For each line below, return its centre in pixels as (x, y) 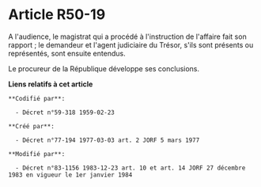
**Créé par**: (32, 126)
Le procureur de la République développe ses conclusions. (104, 68)
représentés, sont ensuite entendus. (67, 53)
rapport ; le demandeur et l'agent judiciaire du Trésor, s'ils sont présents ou (131, 44)
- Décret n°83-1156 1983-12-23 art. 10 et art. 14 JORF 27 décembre (130, 168)
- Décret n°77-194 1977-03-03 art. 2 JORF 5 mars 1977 (108, 140)
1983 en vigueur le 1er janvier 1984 (70, 175)
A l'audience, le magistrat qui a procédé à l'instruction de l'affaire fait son (127, 36)
